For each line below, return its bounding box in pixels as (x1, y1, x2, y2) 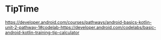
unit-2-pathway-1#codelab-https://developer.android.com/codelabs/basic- (5, 24, 157, 30)
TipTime (5, 3, 39, 14)
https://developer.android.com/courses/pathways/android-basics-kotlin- (5, 19, 152, 25)
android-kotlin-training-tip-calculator (5, 29, 80, 35)
